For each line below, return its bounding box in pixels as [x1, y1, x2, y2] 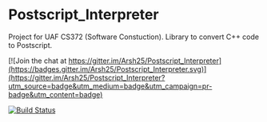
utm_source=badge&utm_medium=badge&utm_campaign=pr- [8, 81, 213, 91]
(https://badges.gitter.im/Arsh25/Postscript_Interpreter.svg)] [8, 64, 207, 73]
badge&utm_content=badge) [8, 89, 103, 99]
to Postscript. [8, 40, 53, 49]
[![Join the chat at [8, 56, 67, 65]
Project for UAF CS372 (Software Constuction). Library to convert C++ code [8, 32, 260, 41]
